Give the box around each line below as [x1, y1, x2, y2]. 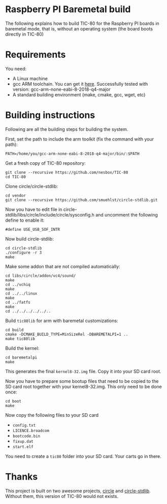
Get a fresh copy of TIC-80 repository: [5, 160, 86, 166]
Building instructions [5, 110, 95, 121]
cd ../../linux [5, 291, 38, 296]
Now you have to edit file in [5, 206, 62, 212]
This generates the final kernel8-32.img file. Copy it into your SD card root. [5, 368, 161, 374]
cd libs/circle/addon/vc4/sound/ [5, 273, 76, 278]
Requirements [5, 49, 66, 60]
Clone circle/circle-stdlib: [5, 183, 58, 189]
